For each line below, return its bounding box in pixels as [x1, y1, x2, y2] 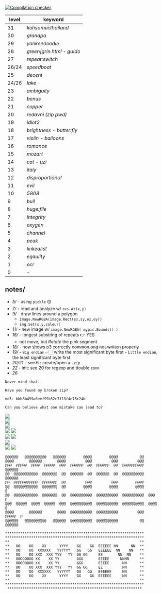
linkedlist [26, 245, 47, 252]
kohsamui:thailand [26, 24, 69, 31]
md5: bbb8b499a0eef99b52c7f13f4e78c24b [5, 396, 86, 401]
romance [26, 143, 48, 149]
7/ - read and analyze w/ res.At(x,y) [12, 305, 86, 311]
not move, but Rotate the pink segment [19, 339, 97, 344]
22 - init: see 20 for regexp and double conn [12, 365, 99, 371]
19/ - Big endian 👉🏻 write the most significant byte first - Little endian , [12, 349, 158, 355]
